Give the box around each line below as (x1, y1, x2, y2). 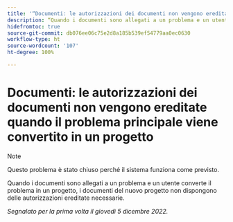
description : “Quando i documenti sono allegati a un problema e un (7, 17, 209, 24)
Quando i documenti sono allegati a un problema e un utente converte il (7, 178, 212, 187)
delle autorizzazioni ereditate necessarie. (7, 194, 125, 202)
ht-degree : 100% (7, 49, 54, 56)
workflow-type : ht (7, 36, 60, 43)
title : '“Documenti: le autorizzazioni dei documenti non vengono (7, 10, 203, 17)
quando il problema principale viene (7, 114, 218, 130)
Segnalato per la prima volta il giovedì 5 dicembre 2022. (7, 207, 169, 215)
